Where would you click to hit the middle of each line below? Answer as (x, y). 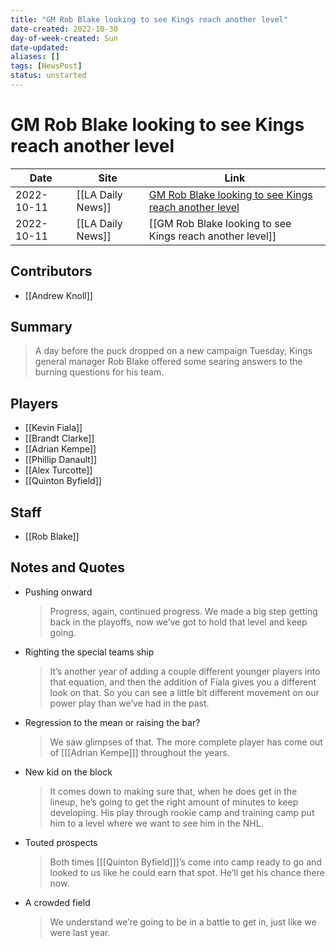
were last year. (80, 932)
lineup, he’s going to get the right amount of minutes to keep (174, 802)
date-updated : (40, 47)
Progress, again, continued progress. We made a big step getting (183, 611)
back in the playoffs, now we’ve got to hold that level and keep (178, 622)
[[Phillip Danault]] (61, 460)
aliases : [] (35, 57)
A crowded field (57, 902)
